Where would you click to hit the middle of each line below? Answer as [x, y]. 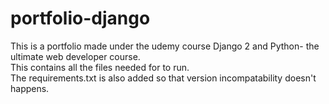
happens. [30, 88]
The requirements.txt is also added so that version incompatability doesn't [163, 78]
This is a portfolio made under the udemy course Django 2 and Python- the [165, 46]
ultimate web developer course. [75, 56]
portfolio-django [80, 18]
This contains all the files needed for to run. [100, 67]
